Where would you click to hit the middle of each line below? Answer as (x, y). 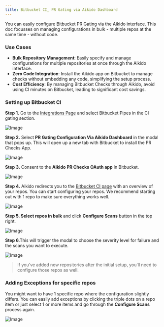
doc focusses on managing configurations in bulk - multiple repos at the (78, 29)
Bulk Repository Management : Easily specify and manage (72, 58)
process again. (20, 309)
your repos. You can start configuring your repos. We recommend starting (80, 191)
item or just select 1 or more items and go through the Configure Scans (78, 304)
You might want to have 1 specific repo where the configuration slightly (77, 294)
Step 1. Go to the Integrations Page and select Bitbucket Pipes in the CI (77, 113)
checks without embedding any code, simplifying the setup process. (82, 79)
